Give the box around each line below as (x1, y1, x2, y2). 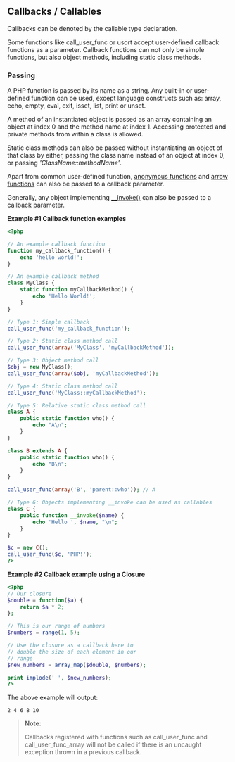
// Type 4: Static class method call (7, 383, 118, 390)
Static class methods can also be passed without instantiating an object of (7, 144, 223, 152)
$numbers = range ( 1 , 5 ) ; (7, 629, 80, 636)
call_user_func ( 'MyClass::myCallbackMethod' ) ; (7, 389, 146, 396)
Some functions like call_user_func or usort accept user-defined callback (7, 38, 220, 46)
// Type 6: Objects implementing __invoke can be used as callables (7, 499, 212, 506)
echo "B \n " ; (32, 460, 68, 467)
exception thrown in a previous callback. (24, 748, 142, 756)
